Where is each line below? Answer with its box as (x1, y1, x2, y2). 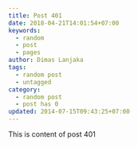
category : (8, 85, 41, 94)
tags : (8, 64, 26, 72)
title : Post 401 (8, 11, 62, 20)
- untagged (15, 78, 52, 86)
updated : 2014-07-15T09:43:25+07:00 (8, 108, 130, 116)
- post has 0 (15, 100, 59, 108)
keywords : (8, 26, 41, 34)
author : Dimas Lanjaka (8, 56, 84, 64)
